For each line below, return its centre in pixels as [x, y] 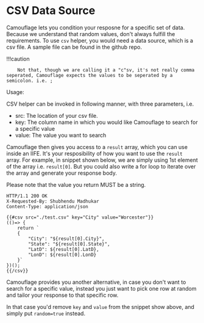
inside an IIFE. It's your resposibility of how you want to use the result [94, 153]
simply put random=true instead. [46, 313]
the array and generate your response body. [62, 173]
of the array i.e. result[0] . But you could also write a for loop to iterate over [101, 166]
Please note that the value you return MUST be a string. [76, 184]
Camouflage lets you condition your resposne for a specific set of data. [96, 27]
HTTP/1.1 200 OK [27, 196]
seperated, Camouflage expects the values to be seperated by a [90, 75]
